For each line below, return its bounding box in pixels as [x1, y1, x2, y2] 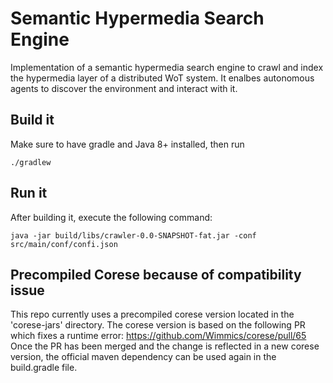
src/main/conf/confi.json [10, 239, 118, 249]
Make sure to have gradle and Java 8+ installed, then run [10, 138, 245, 150]
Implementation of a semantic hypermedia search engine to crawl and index [10, 61, 324, 73]
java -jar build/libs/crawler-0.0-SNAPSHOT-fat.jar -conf [10, 230, 257, 241]
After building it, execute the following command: [10, 211, 213, 223]
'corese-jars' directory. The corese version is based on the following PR [10, 319, 306, 331]
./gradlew [10, 157, 52, 167]
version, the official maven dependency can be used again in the [10, 351, 277, 363]
